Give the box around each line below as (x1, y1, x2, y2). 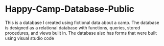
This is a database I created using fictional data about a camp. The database (5, 20, 160, 25)
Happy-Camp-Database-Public (5, 3, 135, 15)
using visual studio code (5, 35, 54, 41)
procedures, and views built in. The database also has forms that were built (5, 30, 157, 36)
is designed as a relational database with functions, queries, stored (5, 24, 141, 30)
